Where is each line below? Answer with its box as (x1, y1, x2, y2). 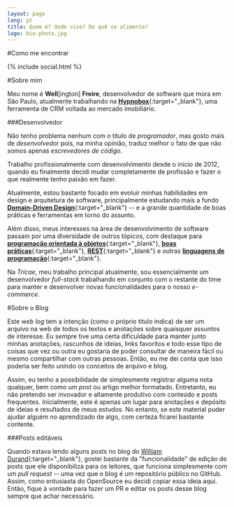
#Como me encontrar (7, 49, 69, 57)
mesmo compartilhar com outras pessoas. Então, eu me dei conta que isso (7, 354, 223, 363)
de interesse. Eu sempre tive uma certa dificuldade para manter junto (7, 332, 207, 340)
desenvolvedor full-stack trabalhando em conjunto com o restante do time (7, 275, 221, 284)
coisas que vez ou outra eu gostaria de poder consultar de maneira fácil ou (7, 347, 224, 356)
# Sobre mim (7, 76, 43, 85)
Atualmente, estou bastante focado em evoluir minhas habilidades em (7, 188, 208, 197)
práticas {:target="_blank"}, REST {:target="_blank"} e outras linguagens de (7, 246, 225, 256)
